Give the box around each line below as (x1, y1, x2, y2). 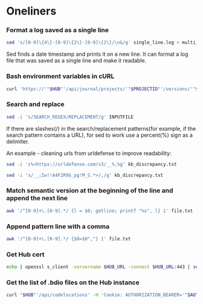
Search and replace (6, 100, 65, 108)
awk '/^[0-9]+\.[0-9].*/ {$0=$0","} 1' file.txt (6, 236, 131, 242)
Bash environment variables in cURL (6, 72, 115, 81)
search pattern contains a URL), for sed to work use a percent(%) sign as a (6, 131, 193, 139)
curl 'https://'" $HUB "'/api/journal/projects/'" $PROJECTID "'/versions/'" (6, 86, 196, 92)
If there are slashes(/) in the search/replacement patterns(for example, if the (6, 125, 196, 132)
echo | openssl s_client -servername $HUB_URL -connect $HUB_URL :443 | (6, 264, 190, 270)
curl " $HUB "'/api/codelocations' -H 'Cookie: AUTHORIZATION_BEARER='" (6, 292, 188, 298)
